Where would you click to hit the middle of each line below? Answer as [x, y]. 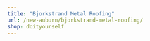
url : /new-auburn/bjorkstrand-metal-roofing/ [75, 20]
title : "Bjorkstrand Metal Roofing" [61, 14]
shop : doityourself [36, 26]
